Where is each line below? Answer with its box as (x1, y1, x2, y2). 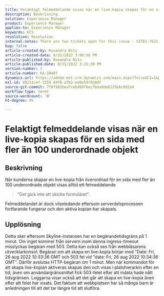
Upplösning (5, 220, 41, 228)
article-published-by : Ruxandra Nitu (5, 57, 82, 62)
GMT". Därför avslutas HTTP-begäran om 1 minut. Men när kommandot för (5, 259, 155, 265)
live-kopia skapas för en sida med (5, 134, 145, 145)
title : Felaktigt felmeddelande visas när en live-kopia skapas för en (5, 7, 154, 12)
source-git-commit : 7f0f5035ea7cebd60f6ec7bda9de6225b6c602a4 (5, 84, 134, 90)
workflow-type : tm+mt (5, 89, 49, 94)
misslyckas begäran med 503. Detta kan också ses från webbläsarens (5, 243, 146, 250)
